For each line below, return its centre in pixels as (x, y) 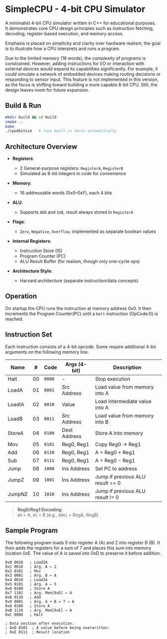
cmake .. (14, 122)
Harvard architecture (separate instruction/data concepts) (79, 281)
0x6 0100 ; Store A (28, 588)
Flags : (19, 222)
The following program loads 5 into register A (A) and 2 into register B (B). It (83, 542)
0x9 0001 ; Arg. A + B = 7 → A (40, 602)
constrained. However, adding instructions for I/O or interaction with (75, 63)
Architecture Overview (41, 146)
